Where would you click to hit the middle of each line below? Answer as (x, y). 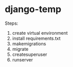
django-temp (33, 9)
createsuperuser (30, 54)
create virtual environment (40, 33)
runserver (22, 59)
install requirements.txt (36, 38)
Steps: (11, 23)
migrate (20, 49)
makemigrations (29, 43)
